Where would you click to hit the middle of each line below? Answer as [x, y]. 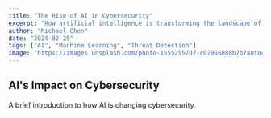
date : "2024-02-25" [41, 38]
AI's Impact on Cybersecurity [84, 85]
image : [19, 53]
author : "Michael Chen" [48, 31]
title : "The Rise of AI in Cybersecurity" [81, 16]
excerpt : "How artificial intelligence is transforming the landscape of [135, 23]
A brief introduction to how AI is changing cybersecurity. [102, 104]
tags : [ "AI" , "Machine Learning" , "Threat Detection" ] [102, 46]
